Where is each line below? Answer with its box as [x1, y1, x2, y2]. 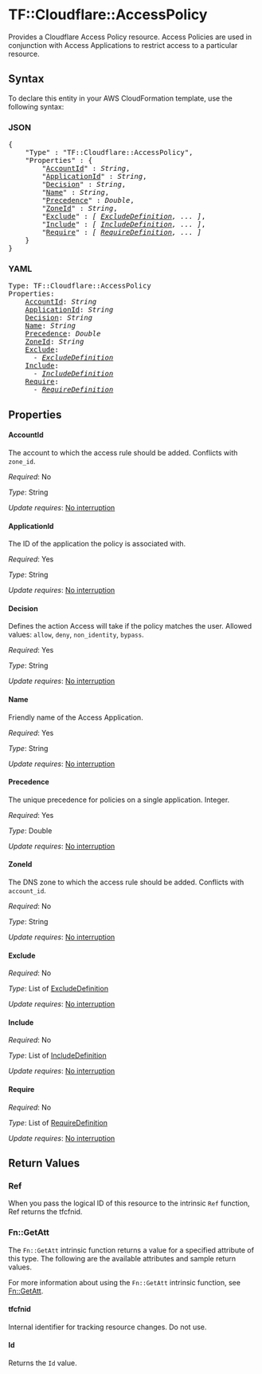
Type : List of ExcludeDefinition [8, 984, 109, 994]
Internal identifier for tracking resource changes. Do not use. [8, 1322, 207, 1332]
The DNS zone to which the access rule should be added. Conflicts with [8, 877, 244, 887]
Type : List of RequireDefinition [8, 1118, 108, 1127]
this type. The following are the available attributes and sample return [8, 1253, 237, 1263]
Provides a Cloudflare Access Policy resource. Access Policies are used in [8, 32, 252, 42]
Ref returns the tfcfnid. [8, 1207, 83, 1217]
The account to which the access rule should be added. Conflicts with [8, 447, 238, 457]
